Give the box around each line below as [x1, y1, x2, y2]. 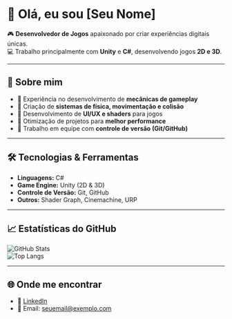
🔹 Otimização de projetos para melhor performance [17, 117, 166, 125]
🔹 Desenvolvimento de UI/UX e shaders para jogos [17, 109, 163, 118]
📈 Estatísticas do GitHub [7, 223, 117, 235]
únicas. [7, 39, 28, 48]
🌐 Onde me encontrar [7, 278, 102, 290]
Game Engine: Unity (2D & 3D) [17, 181, 105, 189]
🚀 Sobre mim [7, 76, 64, 89]
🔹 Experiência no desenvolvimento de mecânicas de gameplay [17, 95, 198, 103]
